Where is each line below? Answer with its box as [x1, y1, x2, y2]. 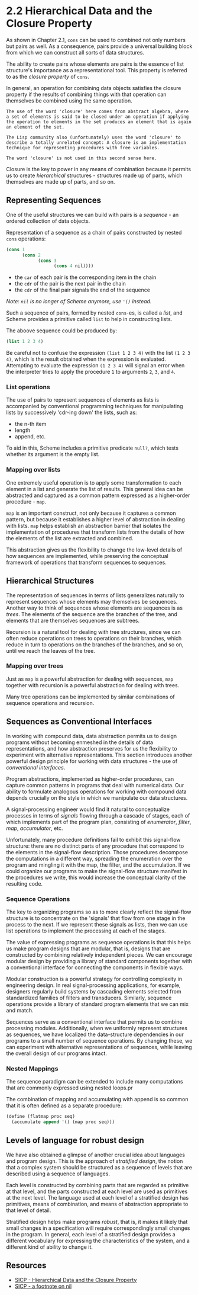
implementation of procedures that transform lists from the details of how [6, 528, 185, 536]
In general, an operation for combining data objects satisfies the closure [6, 84, 181, 91]
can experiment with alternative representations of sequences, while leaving [6, 1043, 192, 1050]
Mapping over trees [6, 662, 64, 670]
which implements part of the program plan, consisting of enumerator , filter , [6, 818, 191, 825]
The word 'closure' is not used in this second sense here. [6, 155, 158, 161]
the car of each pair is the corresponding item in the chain [14, 274, 157, 281]
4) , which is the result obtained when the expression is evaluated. [6, 355, 167, 363]
